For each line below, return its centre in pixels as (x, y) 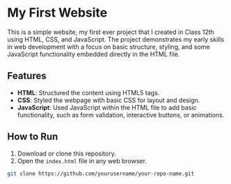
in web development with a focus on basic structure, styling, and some (109, 47)
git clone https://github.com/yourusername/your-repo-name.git (101, 174)
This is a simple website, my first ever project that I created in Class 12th (111, 32)
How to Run (33, 137)
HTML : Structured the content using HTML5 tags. (88, 92)
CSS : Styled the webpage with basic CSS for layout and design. (109, 100)
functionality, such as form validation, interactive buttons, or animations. (121, 115)
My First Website (57, 13)
